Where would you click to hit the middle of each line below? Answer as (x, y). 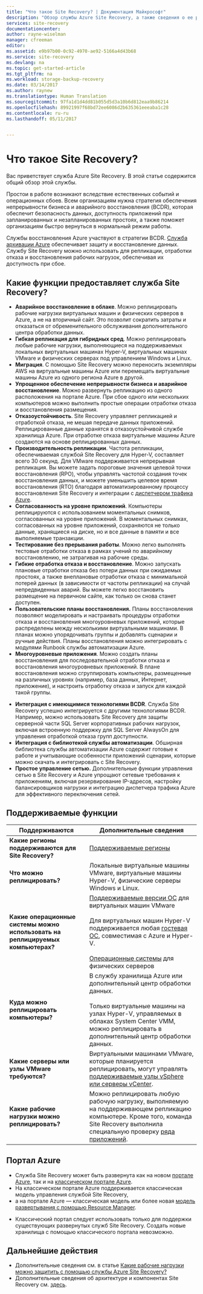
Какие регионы (33, 840)
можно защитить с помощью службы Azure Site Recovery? (91, 1272)
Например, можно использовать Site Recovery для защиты (91, 717)
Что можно (26, 873)
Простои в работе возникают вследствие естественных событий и (93, 194)
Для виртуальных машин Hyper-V (140, 920)
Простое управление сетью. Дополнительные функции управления (104, 768)
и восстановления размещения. (56, 410)
